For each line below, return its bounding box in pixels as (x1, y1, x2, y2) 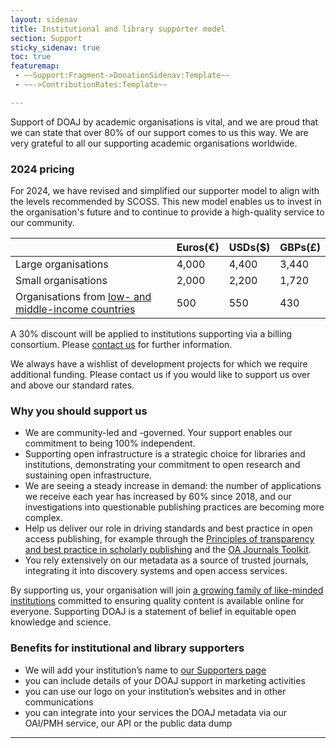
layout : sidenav (10, 14, 78, 25)
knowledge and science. (10, 616, 112, 628)
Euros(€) (176, 241, 220, 255)
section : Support (10, 33, 83, 43)
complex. (24, 512, 63, 524)
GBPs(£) (279, 241, 321, 255)
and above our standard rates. (10, 379, 135, 391)
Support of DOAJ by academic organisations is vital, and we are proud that (10, 116, 319, 128)
